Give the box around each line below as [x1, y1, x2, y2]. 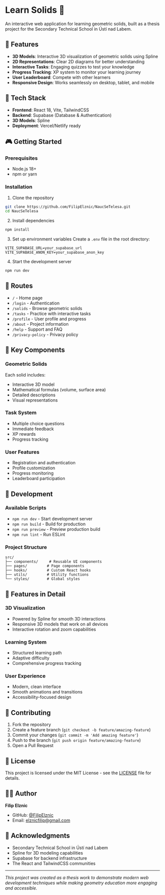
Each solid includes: [5, 372, 46, 378]
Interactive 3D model [12, 381, 55, 387]
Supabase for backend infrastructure [12, 855, 87, 861]
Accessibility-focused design [12, 694, 72, 700]
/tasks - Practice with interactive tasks [12, 310, 91, 316]
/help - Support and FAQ [12, 326, 63, 332]
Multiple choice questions [12, 420, 65, 426]
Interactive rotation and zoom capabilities [12, 626, 96, 632]
